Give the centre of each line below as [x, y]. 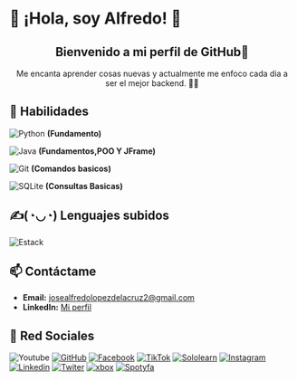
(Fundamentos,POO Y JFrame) [97, 151]
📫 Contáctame [53, 272]
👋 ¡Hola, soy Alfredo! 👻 [96, 19]
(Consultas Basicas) [84, 186]
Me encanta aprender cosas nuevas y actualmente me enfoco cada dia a [152, 73]
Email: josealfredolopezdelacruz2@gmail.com [108, 298]
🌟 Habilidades [49, 112]
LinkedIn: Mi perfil [57, 308]
